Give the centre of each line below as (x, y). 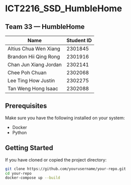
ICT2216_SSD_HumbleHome (64, 9)
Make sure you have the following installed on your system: (65, 118)
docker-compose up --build (33, 178)
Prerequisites (26, 106)
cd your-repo (18, 173)
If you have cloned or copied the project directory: (56, 159)
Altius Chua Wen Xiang (34, 49)
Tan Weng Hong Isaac (33, 89)
